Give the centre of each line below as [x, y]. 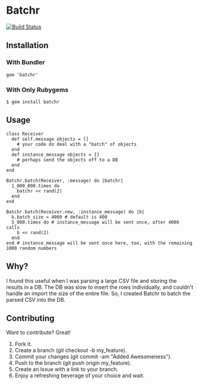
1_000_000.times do [36, 186]
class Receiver [25, 134]
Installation [27, 45]
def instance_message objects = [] [56, 154]
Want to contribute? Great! [39, 333]
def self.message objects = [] [50, 139]
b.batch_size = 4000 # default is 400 [60, 217]
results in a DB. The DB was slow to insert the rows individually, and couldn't [100, 287]
